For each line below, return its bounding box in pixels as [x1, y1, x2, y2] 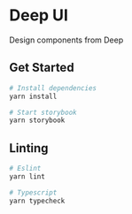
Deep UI [9, 5, 69, 26]
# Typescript [9, 187, 58, 197]
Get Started [9, 60, 74, 75]
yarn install [9, 92, 58, 101]
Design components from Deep [9, 34, 124, 45]
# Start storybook [9, 108, 77, 117]
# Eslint [9, 164, 42, 173]
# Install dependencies [9, 83, 97, 93]
